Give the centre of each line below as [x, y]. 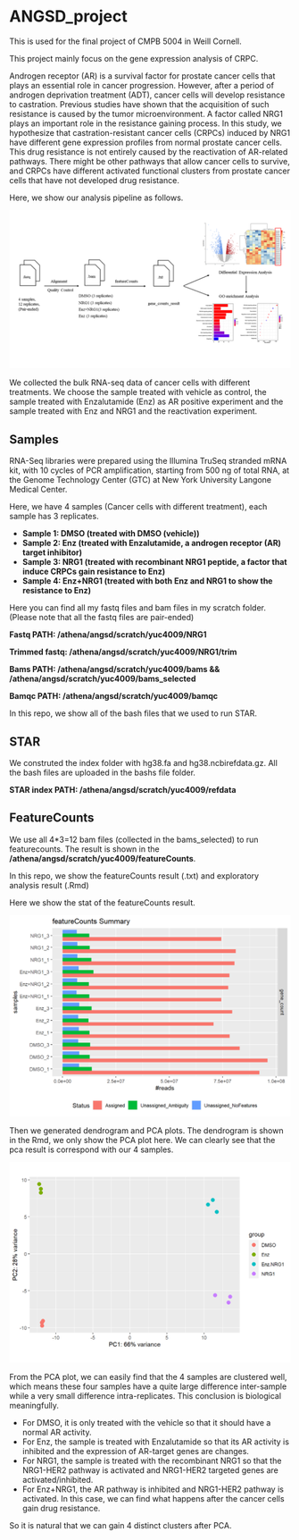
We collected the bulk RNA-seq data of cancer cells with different [130, 383]
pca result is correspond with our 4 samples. [91, 1149]
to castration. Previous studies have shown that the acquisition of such [139, 104]
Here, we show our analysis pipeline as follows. [96, 198]
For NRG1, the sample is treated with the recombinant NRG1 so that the [152, 1461]
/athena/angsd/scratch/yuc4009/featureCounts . [103, 858]
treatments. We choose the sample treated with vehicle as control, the [138, 392]
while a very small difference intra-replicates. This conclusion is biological [145, 1396]
